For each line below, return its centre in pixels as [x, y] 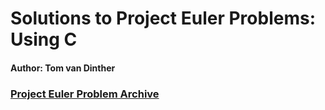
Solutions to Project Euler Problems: [163, 18]
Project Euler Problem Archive [85, 94]
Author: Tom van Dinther [63, 68]
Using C [44, 39]
